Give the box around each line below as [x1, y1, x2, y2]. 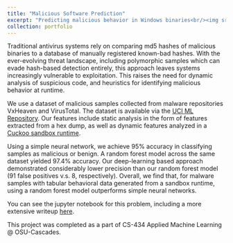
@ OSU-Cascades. [7, 228, 61, 236]
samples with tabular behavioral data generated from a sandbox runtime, [7, 179, 215, 188]
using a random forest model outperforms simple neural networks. [7, 186, 197, 195]
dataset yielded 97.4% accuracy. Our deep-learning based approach [7, 157, 203, 165]
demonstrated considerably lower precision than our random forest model [7, 164, 218, 173]
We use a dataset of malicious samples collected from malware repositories [7, 100, 223, 108]
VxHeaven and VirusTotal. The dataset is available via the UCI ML [7, 107, 194, 115]
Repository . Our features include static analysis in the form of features [7, 114, 208, 123]
